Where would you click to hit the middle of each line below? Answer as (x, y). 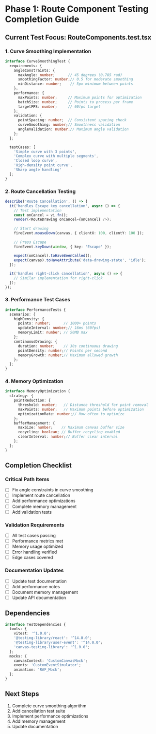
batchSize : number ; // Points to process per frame (75, 102)
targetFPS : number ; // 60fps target (59, 106)
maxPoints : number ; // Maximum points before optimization (81, 409)
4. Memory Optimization (34, 381)
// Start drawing (31, 229)
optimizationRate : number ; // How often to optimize (71, 414)
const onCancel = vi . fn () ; (41, 215)
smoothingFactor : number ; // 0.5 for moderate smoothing (75, 79)
